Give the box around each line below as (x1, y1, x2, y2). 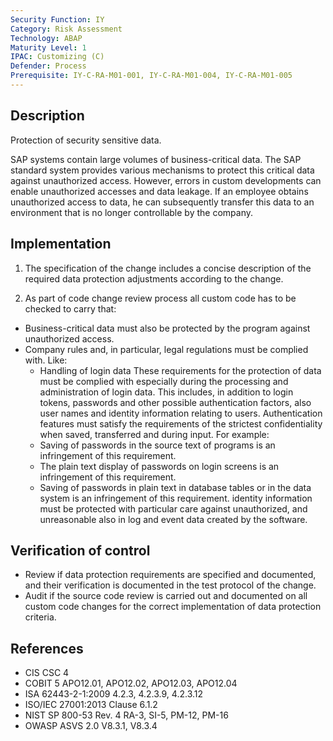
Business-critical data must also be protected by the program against (24, 322, 311, 334)
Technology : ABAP (10, 33, 83, 43)
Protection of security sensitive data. (10, 134, 162, 146)
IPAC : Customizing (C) (10, 52, 105, 62)
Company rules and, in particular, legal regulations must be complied (24, 343, 309, 355)
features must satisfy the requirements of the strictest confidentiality (39, 417, 323, 430)
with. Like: (24, 354, 68, 366)
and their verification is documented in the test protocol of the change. (24, 579, 317, 591)
